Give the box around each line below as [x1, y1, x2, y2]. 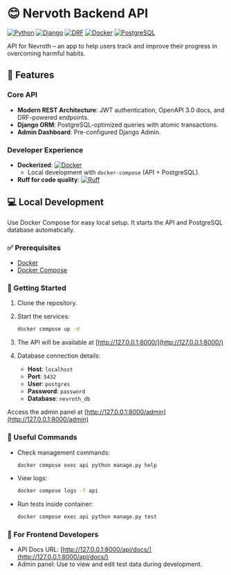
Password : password [27, 387, 86, 396]
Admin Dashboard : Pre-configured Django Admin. [17, 127, 161, 136]
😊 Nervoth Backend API [7, 6, 149, 21]
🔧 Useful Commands [7, 432, 77, 442]
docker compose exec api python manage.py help [17, 462, 157, 468]
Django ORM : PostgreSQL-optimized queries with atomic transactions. [17, 120, 219, 129]
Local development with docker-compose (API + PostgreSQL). [27, 168, 201, 176]
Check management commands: [17, 448, 111, 457]
